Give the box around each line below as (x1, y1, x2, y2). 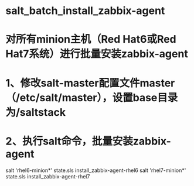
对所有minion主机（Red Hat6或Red (5, 33, 176, 46)
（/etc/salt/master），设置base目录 (5, 91, 178, 104)
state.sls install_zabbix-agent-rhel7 (5, 173, 90, 180)
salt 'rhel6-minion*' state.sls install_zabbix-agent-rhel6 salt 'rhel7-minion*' (5, 167, 186, 174)
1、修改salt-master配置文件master (5, 76, 175, 89)
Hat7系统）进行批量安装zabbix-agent (5, 47, 188, 61)
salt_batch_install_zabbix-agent (5, 4, 165, 18)
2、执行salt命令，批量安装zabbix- (5, 135, 171, 147)
